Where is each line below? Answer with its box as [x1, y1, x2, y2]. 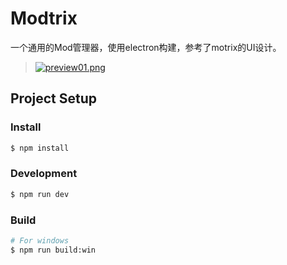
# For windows [10, 235, 70, 246]
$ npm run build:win [10, 245, 97, 255]
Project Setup [10, 90, 98, 107]
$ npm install [10, 143, 70, 153]
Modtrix [10, 7, 78, 30]
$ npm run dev [10, 189, 70, 199]
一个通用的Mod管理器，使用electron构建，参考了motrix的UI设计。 [10, 41, 282, 53]
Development [10, 167, 78, 181]
